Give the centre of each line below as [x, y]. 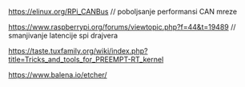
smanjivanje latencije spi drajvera [63, 36]
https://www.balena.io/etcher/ [58, 75]
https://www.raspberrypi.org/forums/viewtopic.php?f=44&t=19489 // [122, 27]
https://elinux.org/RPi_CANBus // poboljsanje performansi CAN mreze [123, 12]
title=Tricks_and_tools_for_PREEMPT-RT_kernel [86, 59]
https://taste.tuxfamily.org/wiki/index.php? [78, 51]
